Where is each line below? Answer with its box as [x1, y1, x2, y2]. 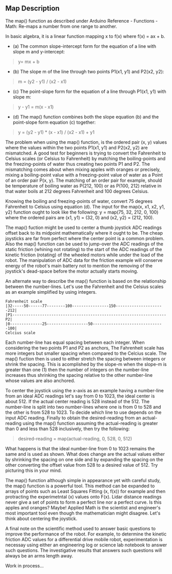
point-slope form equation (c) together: [12, 119, 96, 125]
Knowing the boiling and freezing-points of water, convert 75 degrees [5, 198, 153, 204]
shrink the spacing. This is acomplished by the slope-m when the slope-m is [5, 361, 167, 367]
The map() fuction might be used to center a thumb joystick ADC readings [5, 224, 162, 231]
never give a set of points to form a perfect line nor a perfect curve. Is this [5, 499, 162, 505]
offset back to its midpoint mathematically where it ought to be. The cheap [5, 229, 163, 236]
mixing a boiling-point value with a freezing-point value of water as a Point [5, 171, 163, 178]
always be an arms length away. [5, 552, 73, 559]
